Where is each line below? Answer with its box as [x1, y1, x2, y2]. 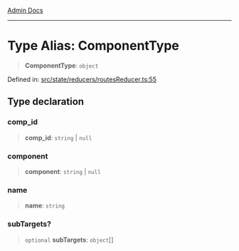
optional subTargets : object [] [24, 235, 114, 244]
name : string [24, 201, 65, 210]
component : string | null [24, 167, 101, 175]
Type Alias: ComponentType [7, 38, 179, 54]
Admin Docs [7, 6, 43, 14]
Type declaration [7, 96, 84, 108]
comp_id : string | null [24, 133, 92, 142]
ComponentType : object [24, 61, 99, 70]
